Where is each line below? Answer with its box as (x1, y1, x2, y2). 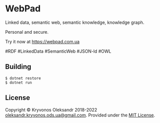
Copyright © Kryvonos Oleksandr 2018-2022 (5, 107, 97, 113)
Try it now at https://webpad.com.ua (5, 38, 80, 45)
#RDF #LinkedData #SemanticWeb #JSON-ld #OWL (5, 48, 112, 54)
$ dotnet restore (5, 75, 41, 81)
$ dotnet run (5, 80, 32, 85)
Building (5, 62, 31, 71)
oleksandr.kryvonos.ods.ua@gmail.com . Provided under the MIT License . (5, 112, 156, 118)
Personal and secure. (5, 29, 49, 35)
